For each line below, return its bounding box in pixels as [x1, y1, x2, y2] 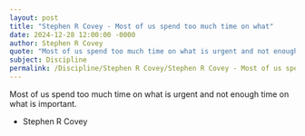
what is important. [9, 98, 77, 109]
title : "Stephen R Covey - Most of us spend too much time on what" [9, 22, 274, 31]
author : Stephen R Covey [9, 38, 103, 48]
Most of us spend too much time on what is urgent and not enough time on [9, 88, 290, 100]
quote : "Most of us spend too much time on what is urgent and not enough [9, 47, 299, 56]
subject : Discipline [9, 55, 88, 64]
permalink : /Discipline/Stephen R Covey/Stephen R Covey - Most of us [9, 64, 282, 73]
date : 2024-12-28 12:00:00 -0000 [9, 30, 136, 39]
